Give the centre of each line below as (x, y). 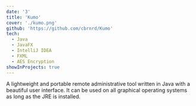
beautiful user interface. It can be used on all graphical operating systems (97, 91)
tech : (13, 34)
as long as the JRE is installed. (43, 96)
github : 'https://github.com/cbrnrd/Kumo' (60, 28)
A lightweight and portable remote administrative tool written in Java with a (98, 84)
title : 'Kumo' (24, 17)
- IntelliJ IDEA (32, 51)
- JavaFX (22, 45)
